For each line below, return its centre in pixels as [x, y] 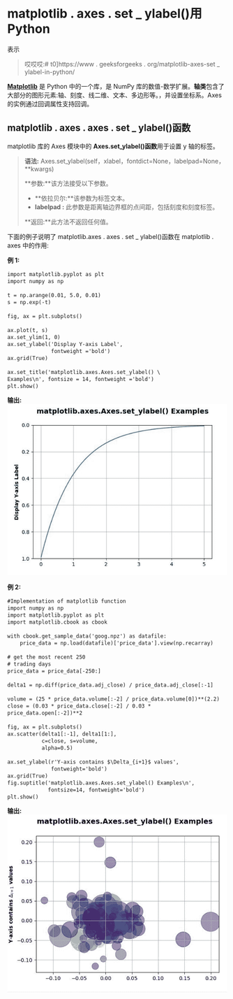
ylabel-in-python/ [50, 72]
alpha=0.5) [57, 748]
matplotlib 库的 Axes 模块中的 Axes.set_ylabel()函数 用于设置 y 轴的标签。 [113, 146]
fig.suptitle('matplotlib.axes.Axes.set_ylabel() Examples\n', [101, 783]
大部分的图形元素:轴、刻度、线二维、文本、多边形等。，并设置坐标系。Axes [114, 95]
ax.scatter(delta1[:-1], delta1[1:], [62, 734]
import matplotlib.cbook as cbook [58, 622]
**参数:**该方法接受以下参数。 [68, 183]
